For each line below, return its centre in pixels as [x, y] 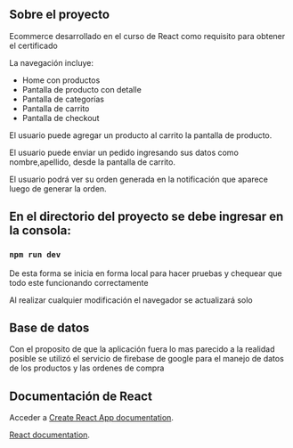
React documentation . [50, 435]
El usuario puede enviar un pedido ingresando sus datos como [124, 152]
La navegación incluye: [51, 62]
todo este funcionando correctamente [79, 282]
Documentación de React [81, 396]
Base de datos [49, 327]
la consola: [40, 231]
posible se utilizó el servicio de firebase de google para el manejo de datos [147, 359]
